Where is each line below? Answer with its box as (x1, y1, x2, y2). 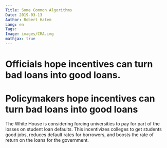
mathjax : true (5, 36, 36, 42)
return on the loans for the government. (5, 137, 89, 143)
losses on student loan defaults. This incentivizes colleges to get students (5, 126, 162, 132)
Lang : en (5, 22, 24, 27)
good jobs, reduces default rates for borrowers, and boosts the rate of (5, 132, 154, 138)
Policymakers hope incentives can (5, 93, 155, 104)
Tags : (5, 27, 17, 32)
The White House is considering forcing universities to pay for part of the (5, 121, 160, 126)
